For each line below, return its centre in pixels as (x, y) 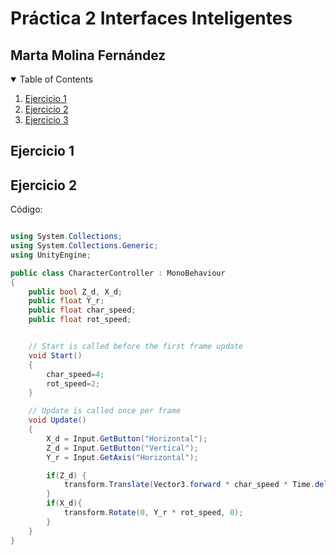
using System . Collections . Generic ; (84, 246)
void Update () (57, 420)
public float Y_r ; (66, 301)
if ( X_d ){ (64, 503)
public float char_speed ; (82, 310)
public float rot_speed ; (80, 320)
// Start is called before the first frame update (136, 347)
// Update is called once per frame (105, 411)
